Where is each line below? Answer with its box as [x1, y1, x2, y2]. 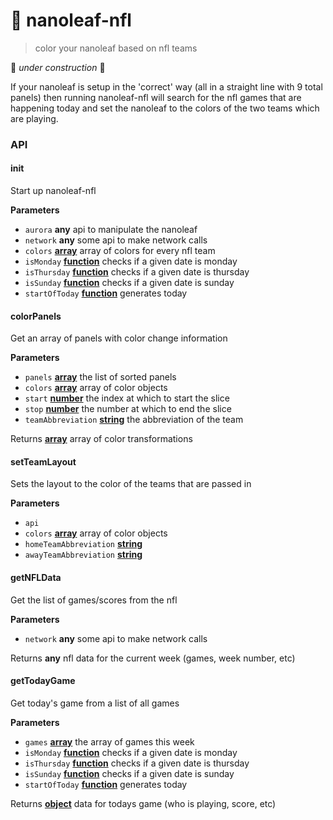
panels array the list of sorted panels [24, 371, 177, 383]
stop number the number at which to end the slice [24, 403, 232, 415]
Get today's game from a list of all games [10, 697, 180, 709]
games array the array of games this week [24, 735, 195, 748]
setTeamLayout [10, 455, 77, 468]
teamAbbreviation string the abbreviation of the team [24, 414, 244, 426]
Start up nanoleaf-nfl [10, 185, 97, 197]
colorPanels [10, 310, 62, 322]
